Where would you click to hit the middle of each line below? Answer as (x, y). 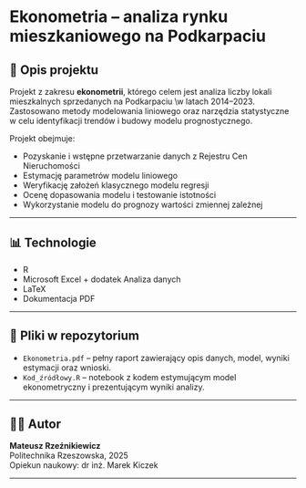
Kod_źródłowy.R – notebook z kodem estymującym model (129, 377)
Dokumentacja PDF (59, 298)
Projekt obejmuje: (42, 138)
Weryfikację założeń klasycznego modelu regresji (116, 185)
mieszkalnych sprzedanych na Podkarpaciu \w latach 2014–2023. (132, 101)
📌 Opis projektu (54, 70)
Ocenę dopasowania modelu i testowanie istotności (119, 195)
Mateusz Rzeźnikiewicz (55, 446)
